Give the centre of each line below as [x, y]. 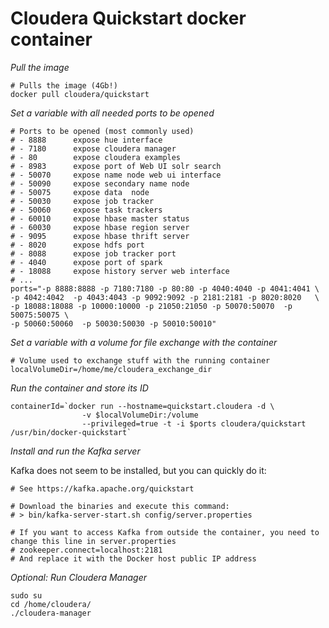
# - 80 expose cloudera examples [96, 157]
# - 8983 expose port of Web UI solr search [116, 166]
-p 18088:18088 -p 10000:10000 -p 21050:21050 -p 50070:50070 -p [151, 306]
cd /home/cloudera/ [51, 604]
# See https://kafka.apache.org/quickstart [102, 488]
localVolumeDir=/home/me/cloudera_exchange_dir [111, 369]
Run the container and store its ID [79, 388]
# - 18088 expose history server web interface [120, 271]
